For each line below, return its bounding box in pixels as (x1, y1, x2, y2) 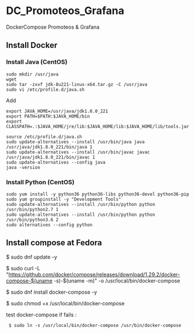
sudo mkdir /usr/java (6, 71, 59, 77)
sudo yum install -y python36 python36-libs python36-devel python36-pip (6, 191, 190, 197)
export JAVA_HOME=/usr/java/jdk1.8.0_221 (6, 108, 109, 114)
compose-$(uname (6, 277, 53, 284)
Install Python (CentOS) (6, 178, 75, 186)
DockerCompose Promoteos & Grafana (6, 23, 100, 30)
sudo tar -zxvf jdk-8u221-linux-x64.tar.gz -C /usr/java (6, 81, 148, 87)
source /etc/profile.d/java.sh (6, 133, 82, 140)
